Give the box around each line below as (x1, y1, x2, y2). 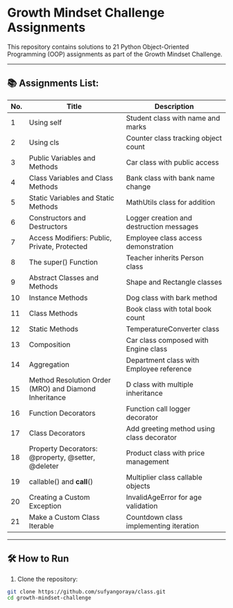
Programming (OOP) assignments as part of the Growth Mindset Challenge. (7, 50, 223, 58)
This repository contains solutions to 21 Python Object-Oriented (7, 42, 189, 51)
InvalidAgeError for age (126, 492, 202, 502)
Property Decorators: (28, 444, 98, 453)
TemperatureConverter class (126, 324, 220, 334)
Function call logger (126, 404, 191, 414)
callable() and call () (28, 477, 94, 487)
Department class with (126, 355, 200, 365)
